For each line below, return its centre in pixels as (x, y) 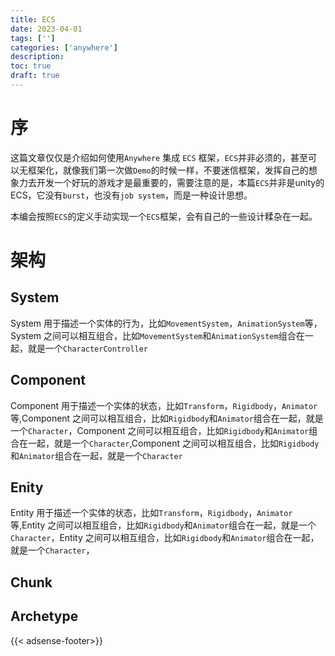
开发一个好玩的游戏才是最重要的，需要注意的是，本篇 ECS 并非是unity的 (180, 182)
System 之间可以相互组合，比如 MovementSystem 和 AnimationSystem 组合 (153, 335)
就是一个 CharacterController (88, 348)
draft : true (35, 76)
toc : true (31, 66)
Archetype (44, 616)
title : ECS (33, 19)
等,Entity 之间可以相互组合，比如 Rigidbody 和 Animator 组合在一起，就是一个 (163, 525)
